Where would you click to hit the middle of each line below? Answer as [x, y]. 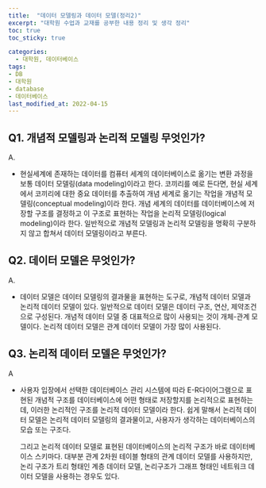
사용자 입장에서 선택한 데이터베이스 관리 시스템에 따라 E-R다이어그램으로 [132, 390]
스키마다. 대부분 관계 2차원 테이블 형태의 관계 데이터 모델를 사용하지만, [143, 456]
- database [26, 89]
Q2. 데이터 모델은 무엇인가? [72, 261]
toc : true [25, 30]
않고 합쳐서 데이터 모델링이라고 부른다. [88, 233]
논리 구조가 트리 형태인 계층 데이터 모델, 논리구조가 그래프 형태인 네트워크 [133, 466]
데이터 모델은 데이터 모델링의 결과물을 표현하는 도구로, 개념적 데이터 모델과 [135, 296]
